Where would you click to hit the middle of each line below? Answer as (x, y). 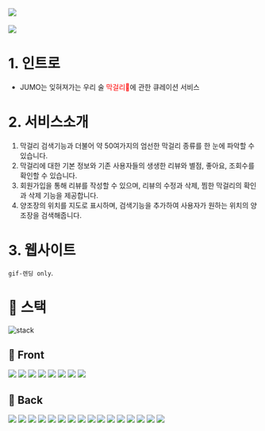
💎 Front (27, 355)
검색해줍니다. (61, 215)
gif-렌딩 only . (31, 273)
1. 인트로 (35, 64)
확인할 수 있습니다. (48, 175)
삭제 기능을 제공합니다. (63, 195)
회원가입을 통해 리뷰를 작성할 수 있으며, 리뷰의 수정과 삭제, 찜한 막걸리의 (131, 185)
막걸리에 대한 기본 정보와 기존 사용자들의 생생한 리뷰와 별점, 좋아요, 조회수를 (137, 165)
